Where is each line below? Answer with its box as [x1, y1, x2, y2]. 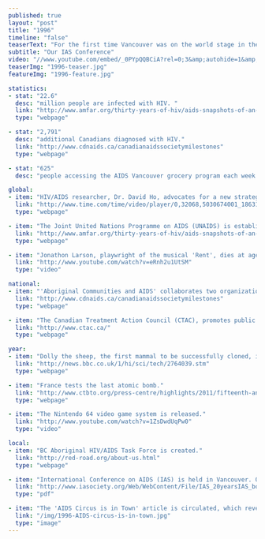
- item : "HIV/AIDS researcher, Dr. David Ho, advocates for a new [8, 193, 231, 201]
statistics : [8, 84, 47, 92]
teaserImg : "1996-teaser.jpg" [8, 63, 108, 71]
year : [8, 345, 26, 354]
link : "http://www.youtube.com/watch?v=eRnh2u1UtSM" [15, 258, 192, 267]
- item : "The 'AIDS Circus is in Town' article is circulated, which [8, 504, 242, 513]
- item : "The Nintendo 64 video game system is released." [8, 410, 207, 418]
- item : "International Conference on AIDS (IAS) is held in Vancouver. [8, 475, 252, 484]
